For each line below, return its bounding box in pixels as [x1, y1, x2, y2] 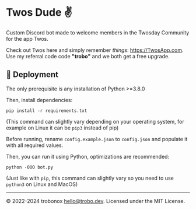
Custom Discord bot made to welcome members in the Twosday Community [6, 29, 190, 36]
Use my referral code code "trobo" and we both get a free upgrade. [6, 52, 170, 60]
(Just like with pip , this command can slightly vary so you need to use [6, 174, 174, 181]
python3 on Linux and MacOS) [6, 180, 78, 188]
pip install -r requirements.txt [6, 107, 87, 114]
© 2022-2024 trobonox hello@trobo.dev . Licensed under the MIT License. [6, 197, 185, 204]
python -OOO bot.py [6, 164, 54, 170]
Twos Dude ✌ [6, 6, 72, 19]
